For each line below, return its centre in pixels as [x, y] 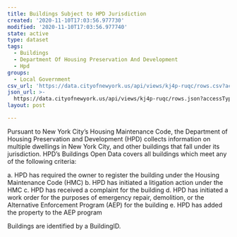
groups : [19, 72]
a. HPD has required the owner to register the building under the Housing [114, 175]
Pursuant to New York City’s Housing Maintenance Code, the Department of [117, 132]
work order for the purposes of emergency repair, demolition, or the [106, 197]
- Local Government [42, 79]
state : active [28, 33]
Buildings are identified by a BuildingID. [64, 226]
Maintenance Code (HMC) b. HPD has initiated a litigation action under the [115, 182]
